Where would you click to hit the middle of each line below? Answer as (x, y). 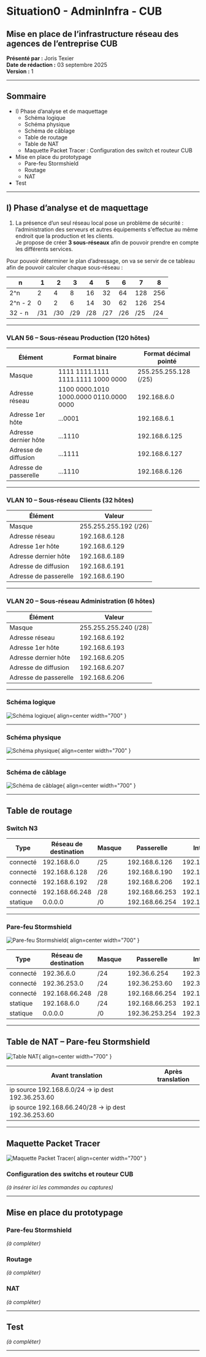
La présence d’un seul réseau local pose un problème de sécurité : (99, 223)
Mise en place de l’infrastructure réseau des (93, 34)
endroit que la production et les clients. (65, 236)
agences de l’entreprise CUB (62, 43)
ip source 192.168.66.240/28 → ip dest (67, 1108)
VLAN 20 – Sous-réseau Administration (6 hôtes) (81, 601)
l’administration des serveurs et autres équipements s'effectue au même (106, 229)
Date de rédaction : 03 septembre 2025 (57, 65)
